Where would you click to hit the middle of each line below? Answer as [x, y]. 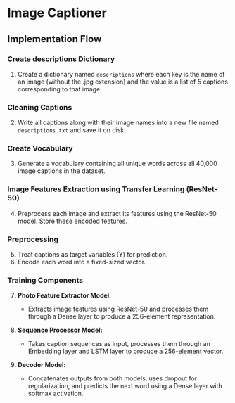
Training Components [45, 280]
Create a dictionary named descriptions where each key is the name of [121, 74]
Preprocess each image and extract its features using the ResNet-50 [117, 213]
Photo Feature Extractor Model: [64, 295]
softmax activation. [56, 394]
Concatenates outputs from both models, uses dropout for [113, 378]
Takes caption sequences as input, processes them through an [119, 344]
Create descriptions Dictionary [61, 59]
